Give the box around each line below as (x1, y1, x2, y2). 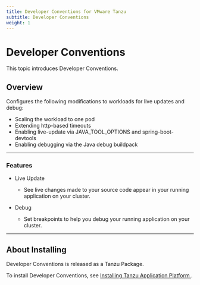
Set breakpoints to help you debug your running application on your (23, 216, 190, 223)
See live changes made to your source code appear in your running (23, 186, 189, 194)
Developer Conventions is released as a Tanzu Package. (6, 261, 144, 268)
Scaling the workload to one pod (14, 116, 95, 123)
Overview (6, 82, 43, 92)
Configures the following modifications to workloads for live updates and (6, 98, 185, 105)
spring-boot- (142, 128, 174, 135)
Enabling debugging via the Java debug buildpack (14, 141, 138, 148)
